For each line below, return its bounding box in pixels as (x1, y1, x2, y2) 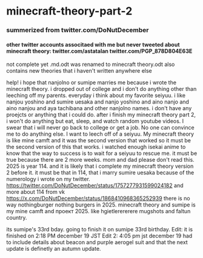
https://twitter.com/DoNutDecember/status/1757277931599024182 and (6, 182, 184, 189)
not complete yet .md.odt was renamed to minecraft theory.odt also (6, 61, 175, 68)
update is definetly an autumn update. (6, 245, 101, 253)
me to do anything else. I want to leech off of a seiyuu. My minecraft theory (6, 130, 195, 137)
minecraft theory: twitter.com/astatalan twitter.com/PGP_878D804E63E (6, 47, 193, 55)
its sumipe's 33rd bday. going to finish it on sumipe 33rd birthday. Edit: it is (6, 226, 193, 233)
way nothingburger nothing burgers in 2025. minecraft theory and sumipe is (6, 201, 196, 208)
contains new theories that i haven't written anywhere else (6, 67, 153, 74)
